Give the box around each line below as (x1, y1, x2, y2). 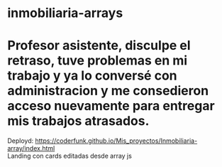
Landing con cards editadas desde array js (7, 151, 133, 161)
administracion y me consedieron (7, 83, 209, 99)
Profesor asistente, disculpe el (7, 38, 191, 54)
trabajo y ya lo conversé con (7, 68, 177, 84)
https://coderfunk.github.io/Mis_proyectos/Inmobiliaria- (35, 136, 198, 145)
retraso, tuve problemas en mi (7, 53, 188, 69)
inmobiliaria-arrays (7, 5, 123, 21)
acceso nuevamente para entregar (7, 98, 215, 114)
